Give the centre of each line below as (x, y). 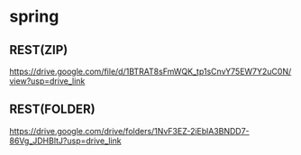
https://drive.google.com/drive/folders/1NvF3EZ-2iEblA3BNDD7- (129, 131)
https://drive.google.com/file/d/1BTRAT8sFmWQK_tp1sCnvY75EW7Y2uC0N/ (150, 71)
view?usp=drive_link (47, 81)
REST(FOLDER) (53, 109)
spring (34, 17)
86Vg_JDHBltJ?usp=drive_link (65, 141)
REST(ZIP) (39, 50)
